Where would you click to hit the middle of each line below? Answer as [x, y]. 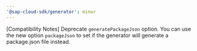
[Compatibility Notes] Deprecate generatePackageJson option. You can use [99, 29]
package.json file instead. [38, 41]
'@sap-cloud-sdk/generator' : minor [51, 12]
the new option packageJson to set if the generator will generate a [87, 35]
